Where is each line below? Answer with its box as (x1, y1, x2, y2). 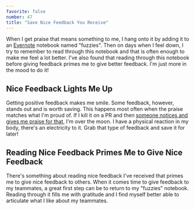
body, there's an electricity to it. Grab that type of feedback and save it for (6, 124, 186, 131)
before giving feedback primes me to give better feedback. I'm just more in (6, 60, 187, 67)
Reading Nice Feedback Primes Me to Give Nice (6, 147, 183, 157)
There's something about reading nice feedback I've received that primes (6, 172, 183, 179)
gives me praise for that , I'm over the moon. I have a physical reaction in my (6, 118, 189, 125)
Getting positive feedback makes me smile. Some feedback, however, (6, 99, 175, 106)
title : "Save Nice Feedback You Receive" (6, 19, 109, 25)
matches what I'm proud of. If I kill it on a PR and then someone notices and (6, 112, 189, 119)
